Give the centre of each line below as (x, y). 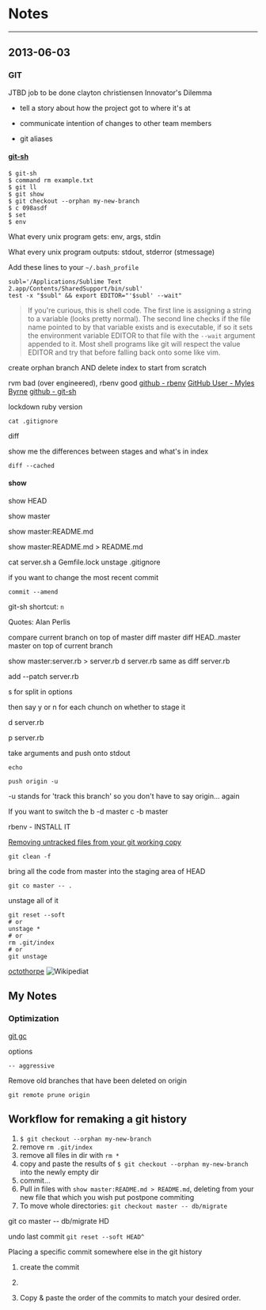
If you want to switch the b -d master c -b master (88, 811)
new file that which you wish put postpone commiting (107, 1197)
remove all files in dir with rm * (70, 1155)
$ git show (26, 194)
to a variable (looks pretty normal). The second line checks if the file (139, 318)
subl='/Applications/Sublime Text (65, 282)
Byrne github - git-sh (42, 391)
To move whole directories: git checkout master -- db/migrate (123, 1206)
